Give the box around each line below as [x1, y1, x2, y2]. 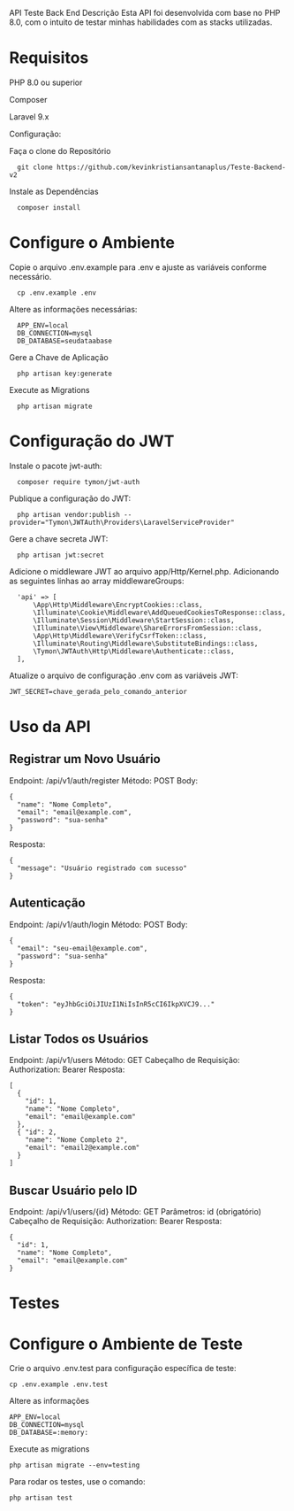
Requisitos [9, 48, 89, 68]
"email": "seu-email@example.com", [17, 944, 148, 952]
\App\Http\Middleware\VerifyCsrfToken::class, [32, 631, 207, 640]
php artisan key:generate [17, 369, 113, 378]
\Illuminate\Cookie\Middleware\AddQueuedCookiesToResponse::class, [32, 608, 287, 617]
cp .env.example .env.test [9, 1380, 109, 1389]
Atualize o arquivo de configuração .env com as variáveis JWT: [9, 670, 238, 681]
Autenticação [9, 896, 86, 911]
